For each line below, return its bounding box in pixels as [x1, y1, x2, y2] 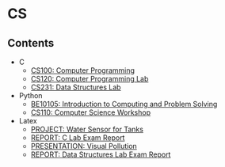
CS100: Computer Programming [30, 66, 135, 75]
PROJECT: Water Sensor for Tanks [30, 124, 144, 134]
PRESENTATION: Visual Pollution [30, 142, 138, 150]
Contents [7, 36, 55, 50]
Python [18, 91, 43, 100]
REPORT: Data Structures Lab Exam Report [30, 150, 171, 159]
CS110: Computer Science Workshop [30, 108, 151, 117]
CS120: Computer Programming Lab [30, 74, 149, 83]
